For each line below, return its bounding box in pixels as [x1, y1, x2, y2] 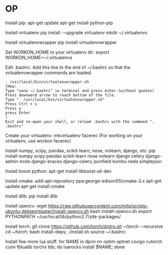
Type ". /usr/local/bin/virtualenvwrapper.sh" [5, 97, 105, 102]
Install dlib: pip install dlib [5, 193, 58, 199]
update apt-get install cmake [5, 183, 65, 189]
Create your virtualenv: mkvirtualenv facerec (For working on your [5, 132, 143, 138]
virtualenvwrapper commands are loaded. [5, 69, 92, 76]
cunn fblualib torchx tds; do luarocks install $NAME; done [5, 243, 125, 250]
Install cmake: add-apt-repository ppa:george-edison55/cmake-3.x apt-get [5, 178, 161, 184]
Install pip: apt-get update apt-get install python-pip [5, 20, 114, 26]
